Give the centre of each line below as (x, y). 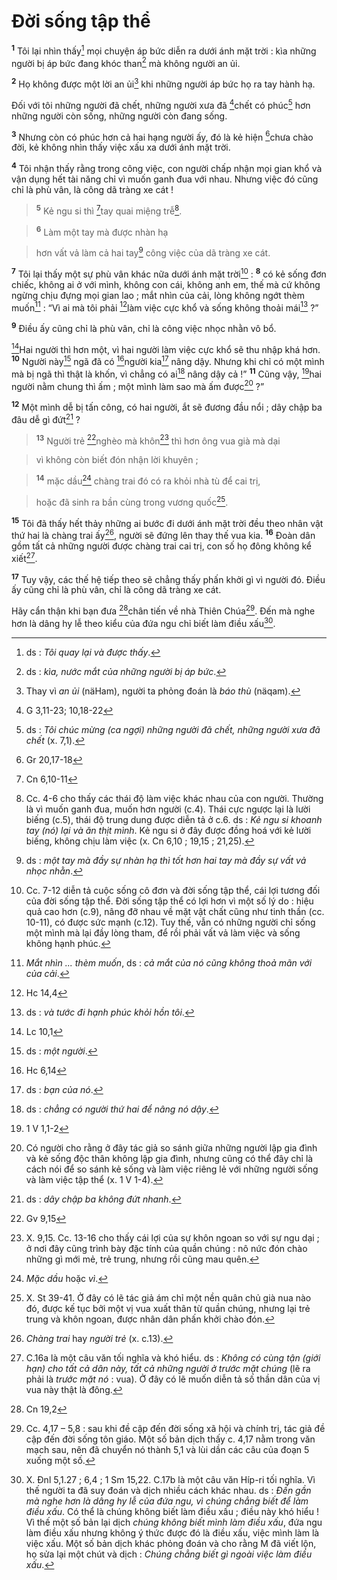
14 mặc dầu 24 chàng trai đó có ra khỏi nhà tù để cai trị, (148, 480)
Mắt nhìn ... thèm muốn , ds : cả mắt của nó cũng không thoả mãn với (169, 962)
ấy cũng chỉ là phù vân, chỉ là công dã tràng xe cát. (116, 590)
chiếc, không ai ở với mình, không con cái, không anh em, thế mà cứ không (166, 284)
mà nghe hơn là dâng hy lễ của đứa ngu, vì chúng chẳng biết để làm (167, 1501)
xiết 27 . (24, 557)
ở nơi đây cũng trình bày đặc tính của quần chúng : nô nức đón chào (166, 1248)
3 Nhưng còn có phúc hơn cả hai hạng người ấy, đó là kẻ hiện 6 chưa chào (162, 136)
